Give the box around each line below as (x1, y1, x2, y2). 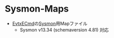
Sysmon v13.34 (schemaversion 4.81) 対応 (19, 26, 109, 33)
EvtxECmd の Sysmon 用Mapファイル (12, 20, 88, 26)
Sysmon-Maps (5, 3, 69, 15)
